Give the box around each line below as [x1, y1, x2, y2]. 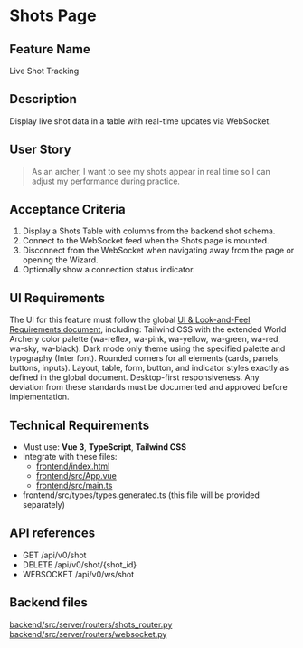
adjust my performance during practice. [31, 176, 181, 186]
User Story [9, 142, 71, 157]
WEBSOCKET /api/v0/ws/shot [22, 568, 135, 579]
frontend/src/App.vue [35, 471, 118, 481]
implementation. [9, 391, 70, 403]
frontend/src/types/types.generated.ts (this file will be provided [22, 490, 260, 500]
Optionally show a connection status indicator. [22, 264, 195, 275]
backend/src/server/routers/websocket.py [9, 628, 167, 639]
